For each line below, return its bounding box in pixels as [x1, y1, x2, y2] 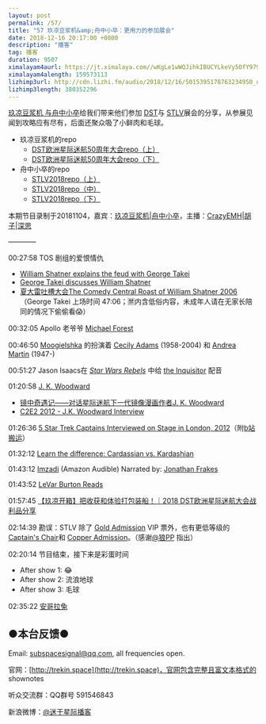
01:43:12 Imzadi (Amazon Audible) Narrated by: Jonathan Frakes [8, 465, 218, 474]
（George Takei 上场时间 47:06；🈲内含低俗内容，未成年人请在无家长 [19, 297, 246, 306]
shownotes [8, 674, 44, 684]
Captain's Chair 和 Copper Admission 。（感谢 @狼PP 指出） [8, 533, 198, 542]
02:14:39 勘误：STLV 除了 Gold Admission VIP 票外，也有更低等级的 [8, 523, 230, 532]
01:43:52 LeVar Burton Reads [8, 480, 104, 489]
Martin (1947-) [8, 350, 55, 359]
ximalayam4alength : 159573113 [8, 71, 108, 79]
